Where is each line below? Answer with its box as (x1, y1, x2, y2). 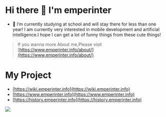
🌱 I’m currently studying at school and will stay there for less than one (12, 21, 156, 27)
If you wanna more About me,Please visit (17, 41, 102, 47)
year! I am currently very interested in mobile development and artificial (12, 26, 160, 32)
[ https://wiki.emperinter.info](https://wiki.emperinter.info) (12, 86, 130, 92)
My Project (5, 69, 51, 81)
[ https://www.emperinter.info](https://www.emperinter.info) (12, 91, 135, 97)
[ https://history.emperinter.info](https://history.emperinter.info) (12, 96, 142, 102)
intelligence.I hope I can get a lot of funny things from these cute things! (12, 31, 161, 37)
